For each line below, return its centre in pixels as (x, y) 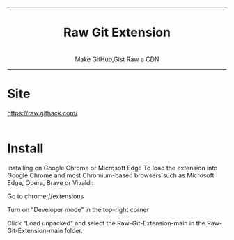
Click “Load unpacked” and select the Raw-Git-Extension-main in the (106, 223)
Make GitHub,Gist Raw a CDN (117, 59)
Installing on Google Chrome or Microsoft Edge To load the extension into (112, 168)
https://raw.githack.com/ (42, 113)
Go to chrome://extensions (46, 196)
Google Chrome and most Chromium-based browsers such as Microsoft (111, 175)
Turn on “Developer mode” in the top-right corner (78, 209)
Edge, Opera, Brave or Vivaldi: (50, 182)
